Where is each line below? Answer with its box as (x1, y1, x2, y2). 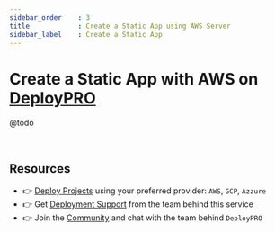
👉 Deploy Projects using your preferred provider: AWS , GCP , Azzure (22, 185, 267, 196)
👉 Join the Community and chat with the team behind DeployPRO (22, 212, 262, 223)
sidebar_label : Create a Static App (9, 30, 164, 39)
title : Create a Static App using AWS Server (9, 22, 231, 31)
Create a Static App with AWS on (9, 68, 259, 89)
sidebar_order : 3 (9, 13, 91, 22)
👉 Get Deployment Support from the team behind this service (22, 199, 254, 210)
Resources (9, 161, 71, 176)
